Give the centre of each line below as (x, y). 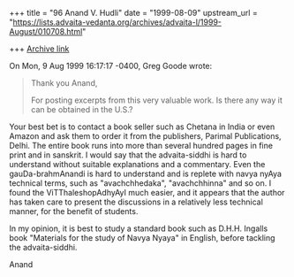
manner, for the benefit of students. (74, 211)
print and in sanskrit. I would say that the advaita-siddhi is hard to (128, 155)
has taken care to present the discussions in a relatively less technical (136, 202)
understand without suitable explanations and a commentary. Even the (137, 164)
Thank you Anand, (64, 83)
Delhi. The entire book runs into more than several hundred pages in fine (141, 146)
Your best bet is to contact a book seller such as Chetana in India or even (142, 127)
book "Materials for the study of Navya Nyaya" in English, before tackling (142, 238)
